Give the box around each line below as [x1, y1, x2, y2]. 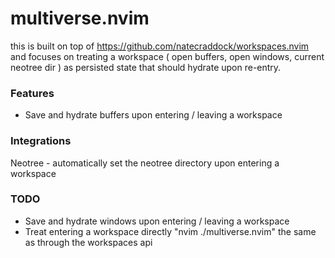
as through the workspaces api [24, 236, 153, 248]
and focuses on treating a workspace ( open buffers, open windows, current [10, 50, 325, 62]
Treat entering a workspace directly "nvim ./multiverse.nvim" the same [24, 225, 317, 237]
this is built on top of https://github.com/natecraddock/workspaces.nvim [10, 40, 310, 52]
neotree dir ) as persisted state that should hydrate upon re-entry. [10, 61, 282, 73]
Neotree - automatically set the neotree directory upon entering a [10, 157, 280, 169]
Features [10, 86, 55, 100]
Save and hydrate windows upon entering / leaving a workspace [24, 215, 290, 227]
